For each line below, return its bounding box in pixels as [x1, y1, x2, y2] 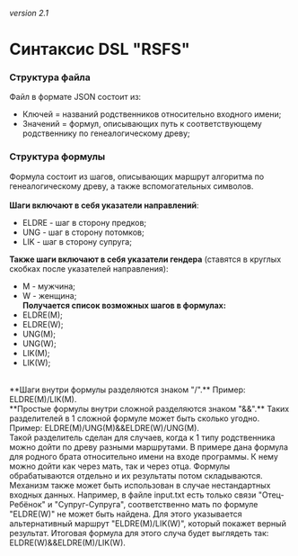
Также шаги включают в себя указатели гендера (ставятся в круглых [9, 254, 282, 265]
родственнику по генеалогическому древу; [22, 128, 190, 139]
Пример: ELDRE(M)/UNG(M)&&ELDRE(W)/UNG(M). [9, 422, 200, 433]
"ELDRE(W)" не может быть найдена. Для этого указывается [9, 508, 242, 519]
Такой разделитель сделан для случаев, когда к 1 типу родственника [9, 432, 276, 443]
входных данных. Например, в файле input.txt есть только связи [9, 489, 257, 500]
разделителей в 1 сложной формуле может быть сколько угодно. [9, 413, 260, 424]
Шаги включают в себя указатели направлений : [9, 200, 199, 211]
